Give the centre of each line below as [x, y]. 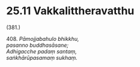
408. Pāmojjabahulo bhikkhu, [43, 39]
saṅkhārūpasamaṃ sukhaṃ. [42, 58]
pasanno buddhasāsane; [38, 45]
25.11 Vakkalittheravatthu [70, 11]
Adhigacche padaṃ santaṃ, [41, 51]
